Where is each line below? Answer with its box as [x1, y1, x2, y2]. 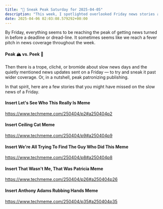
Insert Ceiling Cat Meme [5, 122, 55, 128]
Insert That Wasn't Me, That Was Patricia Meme [5, 166, 103, 172]
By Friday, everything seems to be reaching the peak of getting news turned [5, 30, 157, 35]
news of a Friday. [5, 88, 40, 95]
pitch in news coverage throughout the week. [5, 40, 96, 46]
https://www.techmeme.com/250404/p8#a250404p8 [5, 155, 113, 160]
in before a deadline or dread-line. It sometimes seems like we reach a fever [5, 35, 157, 40]
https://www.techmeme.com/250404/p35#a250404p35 [5, 198, 118, 204]
